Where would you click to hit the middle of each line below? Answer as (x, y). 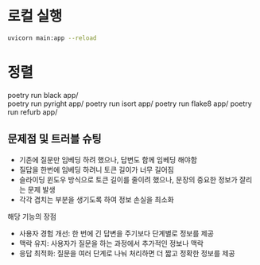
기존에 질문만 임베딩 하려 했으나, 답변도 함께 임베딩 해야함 (108, 159)
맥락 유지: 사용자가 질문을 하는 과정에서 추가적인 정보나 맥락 (111, 243)
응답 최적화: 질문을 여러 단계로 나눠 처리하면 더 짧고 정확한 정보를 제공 (127, 253)
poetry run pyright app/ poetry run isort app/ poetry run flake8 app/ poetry (130, 103)
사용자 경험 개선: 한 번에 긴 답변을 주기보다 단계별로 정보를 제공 (116, 233)
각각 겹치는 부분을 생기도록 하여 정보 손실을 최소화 (96, 199)
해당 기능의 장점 (32, 216)
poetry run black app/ (43, 95)
